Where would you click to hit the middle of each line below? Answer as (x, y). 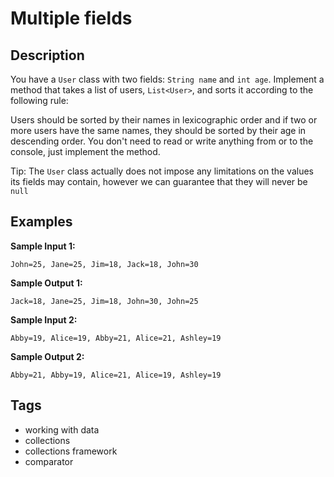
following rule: (39, 100)
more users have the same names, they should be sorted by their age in (158, 130)
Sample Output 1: (46, 283)
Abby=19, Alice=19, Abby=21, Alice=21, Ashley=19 (116, 338)
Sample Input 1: (43, 246)
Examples (41, 222)
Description (47, 55)
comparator (49, 461)
